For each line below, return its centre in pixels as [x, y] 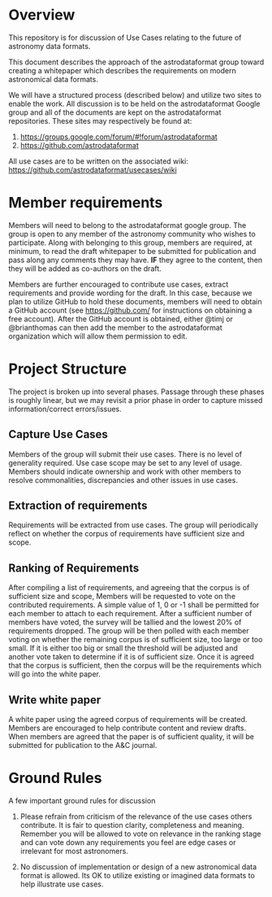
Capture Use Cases [58, 434]
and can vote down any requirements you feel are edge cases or [128, 842]
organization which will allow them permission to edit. [98, 336]
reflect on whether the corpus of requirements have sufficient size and [127, 534]
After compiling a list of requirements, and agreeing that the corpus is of [129, 588]
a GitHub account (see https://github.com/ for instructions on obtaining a [130, 310]
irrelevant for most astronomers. [74, 851]
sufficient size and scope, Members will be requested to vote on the [122, 597]
